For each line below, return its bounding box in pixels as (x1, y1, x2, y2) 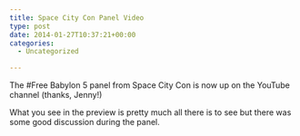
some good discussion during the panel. (9, 117, 161, 128)
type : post (9, 22, 51, 31)
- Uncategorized (17, 47, 79, 56)
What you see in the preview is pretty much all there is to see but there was (9, 107, 292, 118)
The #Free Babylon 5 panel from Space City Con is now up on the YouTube (9, 80, 291, 91)
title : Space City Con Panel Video (9, 13, 145, 23)
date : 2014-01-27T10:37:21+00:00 (9, 30, 136, 39)
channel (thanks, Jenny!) (9, 90, 103, 101)
